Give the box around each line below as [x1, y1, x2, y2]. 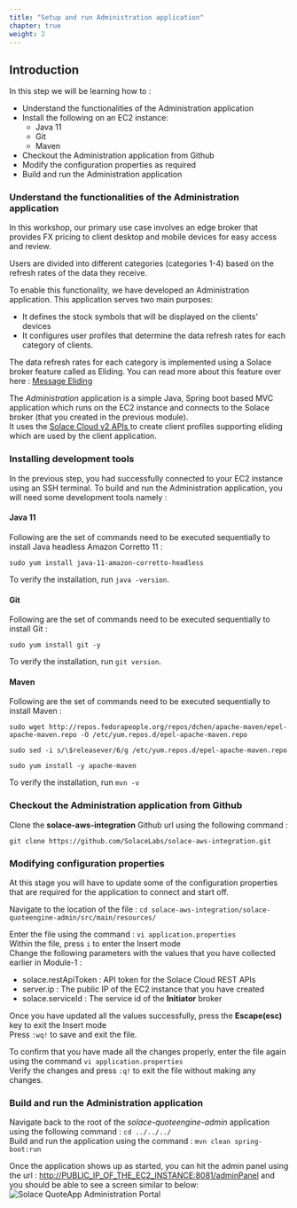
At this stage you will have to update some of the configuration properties [9, 877, 278, 888]
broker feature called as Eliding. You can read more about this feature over [9, 366, 282, 377]
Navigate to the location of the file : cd [9, 904, 148, 914]
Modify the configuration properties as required [21, 160, 197, 170]
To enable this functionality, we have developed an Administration [9, 285, 250, 295]
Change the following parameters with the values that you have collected [9, 947, 277, 958]
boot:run [9, 1145, 42, 1154]
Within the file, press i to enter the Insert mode [9, 937, 182, 949]
